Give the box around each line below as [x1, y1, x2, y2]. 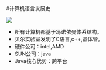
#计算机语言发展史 [6, 5, 51, 12]
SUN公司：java [14, 50, 52, 57]
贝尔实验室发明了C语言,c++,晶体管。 [14, 36, 104, 43]
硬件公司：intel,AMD [14, 43, 64, 50]
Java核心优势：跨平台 [14, 58, 68, 64]
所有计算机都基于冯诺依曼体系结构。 [14, 29, 102, 35]
